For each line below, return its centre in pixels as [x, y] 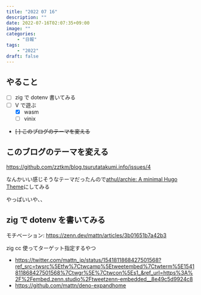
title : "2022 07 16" [32, 12]
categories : [21, 34]
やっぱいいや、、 [26, 199]
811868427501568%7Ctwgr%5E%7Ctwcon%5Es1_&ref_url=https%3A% [104, 273]
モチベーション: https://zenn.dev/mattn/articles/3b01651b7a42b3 [86, 235]
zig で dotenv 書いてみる [45, 98]
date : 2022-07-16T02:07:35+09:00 [48, 23]
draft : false [22, 56]
